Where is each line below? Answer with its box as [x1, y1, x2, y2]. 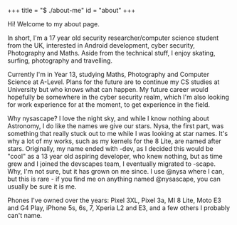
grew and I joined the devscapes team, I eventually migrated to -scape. [7, 159, 216, 168]
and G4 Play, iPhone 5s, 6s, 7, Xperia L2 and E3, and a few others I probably [7, 204, 230, 212]
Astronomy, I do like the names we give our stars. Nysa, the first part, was [7, 122, 224, 130]
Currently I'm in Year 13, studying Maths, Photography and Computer [7, 70, 210, 78]
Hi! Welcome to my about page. [7, 20, 100, 28]
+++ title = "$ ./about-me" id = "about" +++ [7, 6, 136, 14]
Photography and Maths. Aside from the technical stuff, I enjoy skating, [7, 49, 216, 57]
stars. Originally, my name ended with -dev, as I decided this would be [7, 145, 214, 152]
